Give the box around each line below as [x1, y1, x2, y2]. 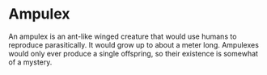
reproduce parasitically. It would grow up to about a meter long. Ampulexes [8, 40, 259, 49]
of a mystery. [8, 57, 53, 67]
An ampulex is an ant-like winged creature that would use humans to [8, 31, 237, 41]
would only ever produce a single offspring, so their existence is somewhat [8, 48, 259, 58]
